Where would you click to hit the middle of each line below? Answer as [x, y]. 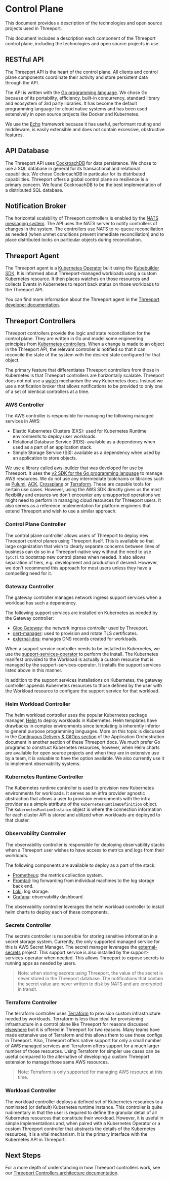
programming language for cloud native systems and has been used [76, 109]
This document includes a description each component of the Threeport [80, 38]
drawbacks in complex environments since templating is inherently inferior [83, 726]
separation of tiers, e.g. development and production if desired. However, [82, 562]
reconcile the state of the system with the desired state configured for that [83, 355]
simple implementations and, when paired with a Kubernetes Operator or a [83, 1123]
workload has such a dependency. [41, 602]
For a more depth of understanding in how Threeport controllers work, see [83, 1168]
